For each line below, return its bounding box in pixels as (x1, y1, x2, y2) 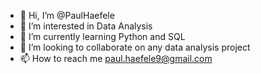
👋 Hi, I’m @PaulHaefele (19, 10, 115, 21)
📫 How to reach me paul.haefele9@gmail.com (19, 53, 213, 64)
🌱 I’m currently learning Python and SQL (19, 31, 186, 42)
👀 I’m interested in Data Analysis (19, 20, 153, 32)
